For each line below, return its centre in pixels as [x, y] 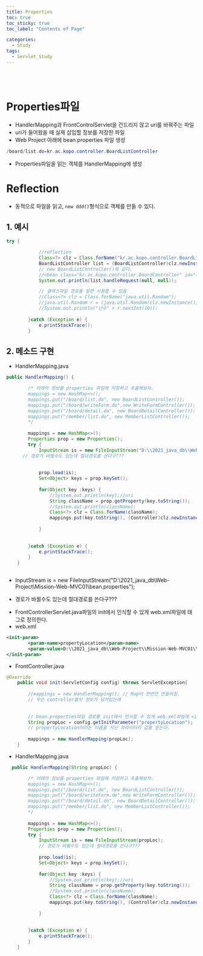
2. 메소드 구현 [30, 351]
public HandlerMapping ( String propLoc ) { [65, 767]
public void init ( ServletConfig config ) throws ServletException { [102, 683]
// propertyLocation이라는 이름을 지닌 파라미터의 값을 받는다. [99, 728]
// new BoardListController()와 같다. [85, 269]
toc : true [19, 18]
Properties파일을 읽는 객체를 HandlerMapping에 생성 [79, 164]
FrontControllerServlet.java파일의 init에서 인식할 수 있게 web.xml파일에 [100, 612]
